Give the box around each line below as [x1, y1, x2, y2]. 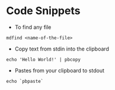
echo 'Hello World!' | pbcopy [6, 56, 81, 62]
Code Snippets [6, 4, 81, 18]
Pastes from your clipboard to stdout [14, 66, 105, 74]
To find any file [14, 24, 52, 31]
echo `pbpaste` [6, 78, 44, 84]
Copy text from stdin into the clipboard [14, 45, 110, 52]
